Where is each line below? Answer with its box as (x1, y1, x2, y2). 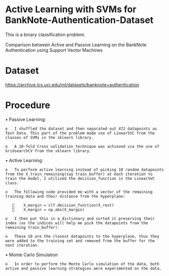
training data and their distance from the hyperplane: (5, 194, 125, 199)
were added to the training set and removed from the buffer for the (5, 238, 155, 243)
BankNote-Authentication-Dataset (5, 14, 154, 26)
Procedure (5, 100, 51, 111)
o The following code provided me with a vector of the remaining (5, 189, 153, 194)
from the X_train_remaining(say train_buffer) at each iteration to (5, 171, 153, 176)
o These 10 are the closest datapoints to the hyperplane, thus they (5, 234, 159, 239)
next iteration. (5, 242, 39, 248)
